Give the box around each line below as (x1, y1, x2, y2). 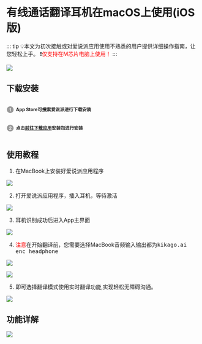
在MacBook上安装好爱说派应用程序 (15, 167, 104, 174)
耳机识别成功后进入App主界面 (15, 216, 91, 224)
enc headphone (15, 248, 59, 255)
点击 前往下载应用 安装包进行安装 (16, 125, 83, 131)
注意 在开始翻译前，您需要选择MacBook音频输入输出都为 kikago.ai (15, 241, 187, 248)
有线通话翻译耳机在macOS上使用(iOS (6, 6, 195, 20)
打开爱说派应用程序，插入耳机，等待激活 (15, 192, 118, 199)
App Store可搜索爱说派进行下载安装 (16, 106, 92, 112)
